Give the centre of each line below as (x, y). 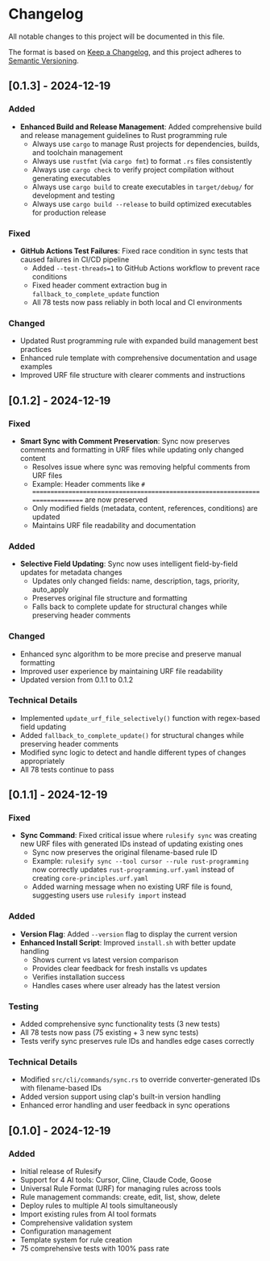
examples (36, 367)
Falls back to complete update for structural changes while (129, 607)
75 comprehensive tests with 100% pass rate (94, 1249)
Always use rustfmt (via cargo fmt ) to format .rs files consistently (142, 161)
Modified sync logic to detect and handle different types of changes (133, 752)
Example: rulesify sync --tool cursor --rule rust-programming (140, 861)
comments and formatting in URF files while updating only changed (132, 450)
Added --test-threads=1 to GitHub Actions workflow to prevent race (146, 268)
